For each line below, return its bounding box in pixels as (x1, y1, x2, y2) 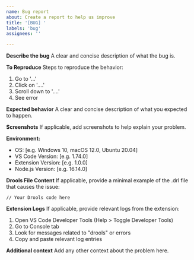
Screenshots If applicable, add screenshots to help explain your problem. (6, 123, 186, 131)
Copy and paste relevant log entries (14, 236, 103, 243)
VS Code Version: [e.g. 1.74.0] (14, 153, 88, 160)
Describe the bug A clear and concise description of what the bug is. (6, 52, 176, 59)
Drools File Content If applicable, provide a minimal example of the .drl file (6, 177, 189, 184)
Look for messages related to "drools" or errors (14, 229, 131, 236)
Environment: (6, 135, 40, 142)
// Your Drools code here (6, 195, 70, 201)
